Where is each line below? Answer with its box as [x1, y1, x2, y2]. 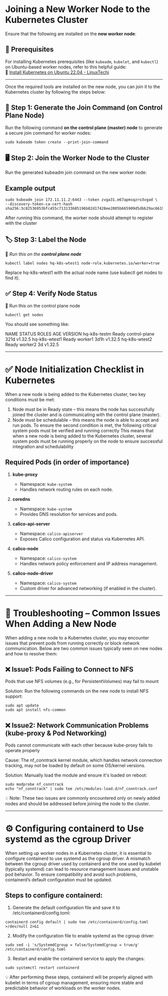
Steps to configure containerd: [5, 891, 103, 900]
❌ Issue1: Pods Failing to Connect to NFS [5, 665, 133, 674]
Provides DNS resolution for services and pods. [19, 511, 118, 517]
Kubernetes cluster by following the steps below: [5, 89, 106, 95]
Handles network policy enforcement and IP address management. [19, 560, 158, 566]
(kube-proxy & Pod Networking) [5, 729, 107, 737]
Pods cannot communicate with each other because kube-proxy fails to [5, 742, 153, 748]
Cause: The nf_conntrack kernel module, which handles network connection [5, 757, 162, 763]
